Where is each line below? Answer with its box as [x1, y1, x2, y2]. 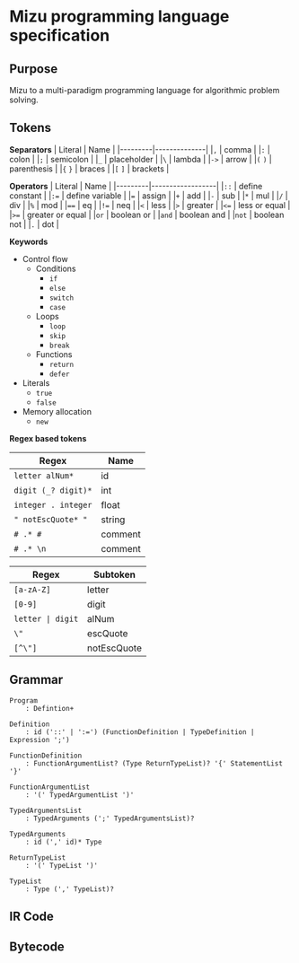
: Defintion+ [25, 704, 75, 713]
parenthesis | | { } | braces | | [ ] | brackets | [9, 163, 170, 174]
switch [48, 293, 75, 302]
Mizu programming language [9, 6, 230, 27]
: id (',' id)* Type [25, 837, 102, 846]
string [101, 513, 126, 526]
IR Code [9, 909, 54, 924]
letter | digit [13, 613, 79, 624]
